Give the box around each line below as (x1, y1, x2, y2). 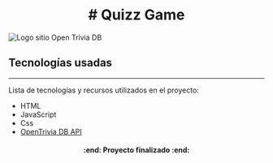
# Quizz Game (88, 6, 185, 24)
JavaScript (19, 109, 57, 119)
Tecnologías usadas (8, 56, 112, 70)
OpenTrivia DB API (19, 127, 83, 136)
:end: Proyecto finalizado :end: (83, 145, 190, 155)
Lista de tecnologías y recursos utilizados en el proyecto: (8, 85, 199, 95)
